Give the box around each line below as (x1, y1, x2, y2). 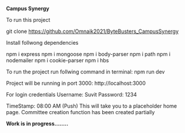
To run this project (6, 16, 51, 23)
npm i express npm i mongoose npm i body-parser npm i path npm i (6, 51, 171, 58)
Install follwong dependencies (6, 39, 79, 46)
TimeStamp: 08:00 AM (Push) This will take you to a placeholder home (6, 102, 177, 109)
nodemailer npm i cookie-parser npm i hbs (6, 57, 109, 64)
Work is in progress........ (6, 120, 69, 127)
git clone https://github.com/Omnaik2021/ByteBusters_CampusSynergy (6, 28, 179, 35)
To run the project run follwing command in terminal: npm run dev (6, 68, 165, 75)
